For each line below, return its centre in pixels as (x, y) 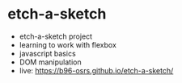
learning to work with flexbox (68, 44)
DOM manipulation (50, 62)
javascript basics (47, 53)
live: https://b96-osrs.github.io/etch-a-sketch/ (96, 70)
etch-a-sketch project (56, 36)
